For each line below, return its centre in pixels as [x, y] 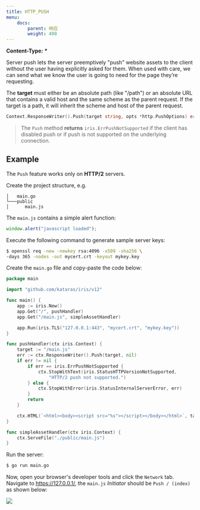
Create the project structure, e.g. [46, 185]
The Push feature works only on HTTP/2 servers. [66, 174]
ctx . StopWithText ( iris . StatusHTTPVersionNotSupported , [107, 372]
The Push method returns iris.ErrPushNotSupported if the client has [104, 128]
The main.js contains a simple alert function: [61, 218]
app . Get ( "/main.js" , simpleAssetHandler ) [69, 317]
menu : [13, 17]
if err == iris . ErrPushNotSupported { [76, 366]
